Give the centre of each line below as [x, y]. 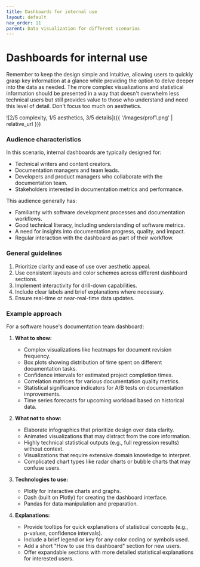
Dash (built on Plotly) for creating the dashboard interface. [96, 497]
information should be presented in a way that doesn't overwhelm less [93, 94]
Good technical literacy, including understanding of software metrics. [100, 225]
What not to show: [38, 418]
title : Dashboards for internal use [52, 12]
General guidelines [34, 253]
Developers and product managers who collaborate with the [89, 177]
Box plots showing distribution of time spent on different [93, 362]
